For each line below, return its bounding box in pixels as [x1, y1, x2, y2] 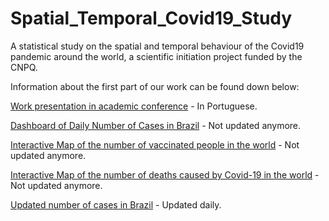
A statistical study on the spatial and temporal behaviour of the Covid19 [10, 40, 305, 52]
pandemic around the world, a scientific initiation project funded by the [10, 50, 303, 62]
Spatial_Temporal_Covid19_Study [10, 7, 293, 30]
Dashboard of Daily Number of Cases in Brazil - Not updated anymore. [10, 119, 302, 131]
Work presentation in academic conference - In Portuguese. [10, 100, 258, 112]
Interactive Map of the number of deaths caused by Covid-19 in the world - [10, 168, 320, 181]
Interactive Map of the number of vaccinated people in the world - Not [10, 138, 300, 151]
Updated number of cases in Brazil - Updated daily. [10, 198, 222, 211]
